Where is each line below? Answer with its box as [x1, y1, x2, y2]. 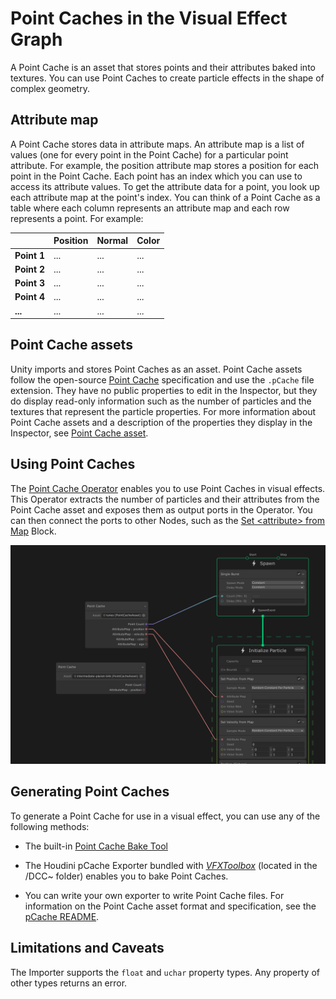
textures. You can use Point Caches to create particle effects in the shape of [10, 72, 325, 84]
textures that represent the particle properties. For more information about [10, 405, 317, 417]
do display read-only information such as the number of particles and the [10, 395, 312, 407]
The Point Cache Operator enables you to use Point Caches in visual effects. [10, 482, 326, 494]
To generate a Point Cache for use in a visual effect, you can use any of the [10, 810, 321, 822]
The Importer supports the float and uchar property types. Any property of [10, 966, 320, 978]
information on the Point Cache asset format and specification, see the [24, 900, 317, 912]
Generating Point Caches [10, 783, 170, 801]
